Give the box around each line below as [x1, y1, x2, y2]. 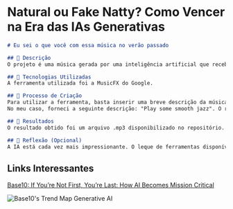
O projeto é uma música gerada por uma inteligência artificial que [7, 60, 209, 68]
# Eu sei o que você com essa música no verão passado [7, 42, 169, 49]
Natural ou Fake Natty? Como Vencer [7, 4, 225, 20]
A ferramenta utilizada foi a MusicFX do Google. [7, 80, 154, 87]
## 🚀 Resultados [7, 117, 54, 125]
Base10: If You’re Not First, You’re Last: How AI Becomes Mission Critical [7, 181, 215, 190]
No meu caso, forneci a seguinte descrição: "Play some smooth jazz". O [7, 106, 222, 112]
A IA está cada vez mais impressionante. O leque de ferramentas [7, 143, 200, 150]
